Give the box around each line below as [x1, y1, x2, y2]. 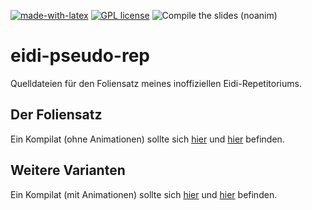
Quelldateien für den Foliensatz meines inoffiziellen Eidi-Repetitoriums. [10, 77, 302, 89]
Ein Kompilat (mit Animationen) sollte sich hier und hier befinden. [10, 188, 278, 200]
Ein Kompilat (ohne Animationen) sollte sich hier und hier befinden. [10, 133, 285, 145]
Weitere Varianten [10, 162, 126, 179]
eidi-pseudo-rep [10, 45, 151, 67]
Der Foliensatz [10, 106, 103, 124]
